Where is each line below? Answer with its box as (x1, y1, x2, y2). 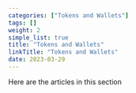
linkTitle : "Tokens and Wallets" (8, 48, 119, 56)
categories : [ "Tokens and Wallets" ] (8, 11, 129, 20)
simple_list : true (8, 33, 69, 42)
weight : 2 (8, 26, 41, 34)
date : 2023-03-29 (8, 56, 66, 64)
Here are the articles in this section (8, 76, 123, 87)
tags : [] (8, 19, 37, 27)
